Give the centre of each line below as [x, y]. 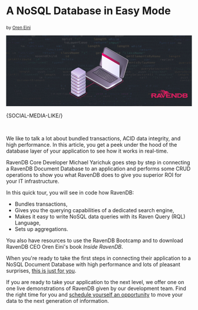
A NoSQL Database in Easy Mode [88, 11]
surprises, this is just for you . [41, 271]
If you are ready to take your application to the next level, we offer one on [95, 282]
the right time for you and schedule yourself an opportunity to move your [95, 295]
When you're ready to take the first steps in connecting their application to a [99, 258]
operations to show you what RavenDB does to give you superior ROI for [94, 175]
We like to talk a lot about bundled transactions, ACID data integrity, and [93, 138]
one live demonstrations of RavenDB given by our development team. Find [96, 288]
